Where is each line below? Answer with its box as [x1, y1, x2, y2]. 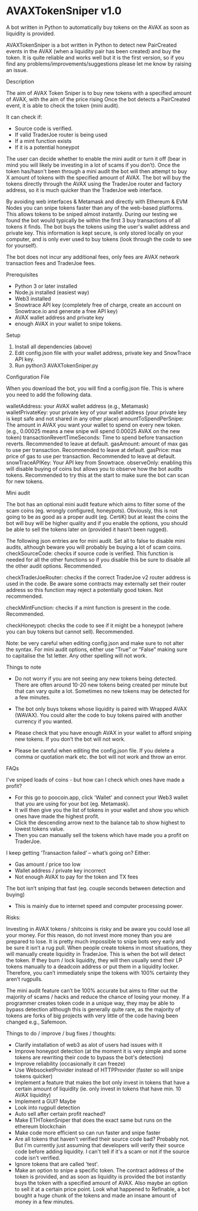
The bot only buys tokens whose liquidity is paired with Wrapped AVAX [14, 705, 187, 712]
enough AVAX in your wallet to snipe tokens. [14, 320, 123, 327]
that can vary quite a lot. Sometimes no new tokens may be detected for [14, 687, 190, 695]
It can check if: [6, 113, 42, 121]
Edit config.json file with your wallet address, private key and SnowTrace [14, 349, 192, 356]
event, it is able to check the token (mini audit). [6, 102, 120, 109]
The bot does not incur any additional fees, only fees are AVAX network [6, 253, 180, 261]
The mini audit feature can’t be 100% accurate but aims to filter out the [6, 987, 178, 994]
